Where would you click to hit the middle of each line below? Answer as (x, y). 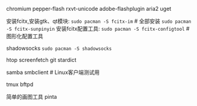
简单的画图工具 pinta (32, 97)
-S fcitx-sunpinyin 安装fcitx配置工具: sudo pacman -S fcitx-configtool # (98, 29)
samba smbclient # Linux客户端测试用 (53, 72)
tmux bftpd (20, 84)
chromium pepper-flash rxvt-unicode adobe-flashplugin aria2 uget (89, 9)
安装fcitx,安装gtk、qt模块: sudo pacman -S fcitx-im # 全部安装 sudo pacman (99, 21)
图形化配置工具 (25, 36)
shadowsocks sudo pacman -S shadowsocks (59, 48)
